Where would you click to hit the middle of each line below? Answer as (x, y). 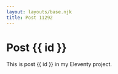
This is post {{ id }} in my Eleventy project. (59, 64)
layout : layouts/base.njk (39, 12)
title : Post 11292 (29, 18)
